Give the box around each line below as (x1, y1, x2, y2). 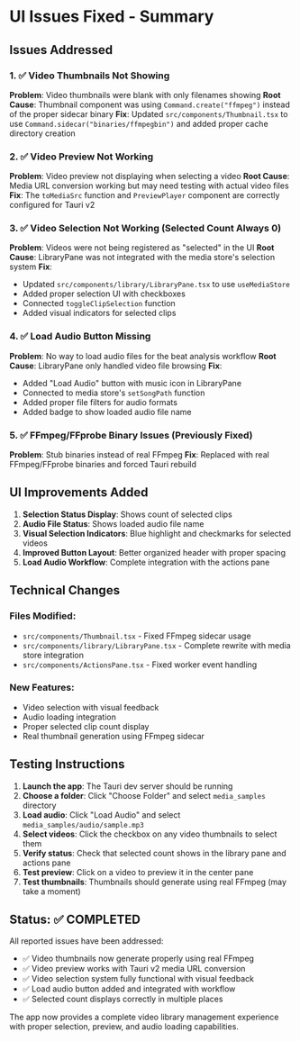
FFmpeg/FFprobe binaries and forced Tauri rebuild (9, 459, 196, 470)
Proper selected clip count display (22, 720, 150, 731)
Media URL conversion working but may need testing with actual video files (9, 180, 290, 191)
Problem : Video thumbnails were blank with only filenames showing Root (9, 89, 281, 100)
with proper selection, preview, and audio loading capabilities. (9, 1021, 239, 1032)
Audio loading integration (22, 711, 117, 722)
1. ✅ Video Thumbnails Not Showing (9, 69, 170, 82)
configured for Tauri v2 (9, 200, 95, 211)
